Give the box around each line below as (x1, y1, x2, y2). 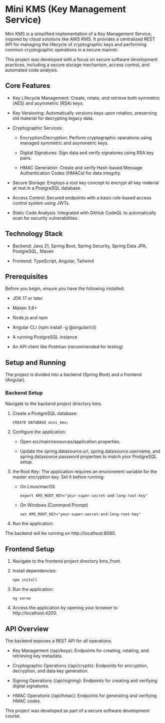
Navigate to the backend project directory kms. (5, 401, 102, 407)
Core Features (5, 82, 50, 90)
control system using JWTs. (12, 200, 70, 206)
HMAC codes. (12, 698, 41, 704)
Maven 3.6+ (12, 305, 37, 311)
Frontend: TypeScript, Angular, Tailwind (12, 258, 94, 264)
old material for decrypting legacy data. (12, 115, 94, 121)
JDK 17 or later (12, 295, 43, 301)
